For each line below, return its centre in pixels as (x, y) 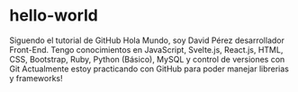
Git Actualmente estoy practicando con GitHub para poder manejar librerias (149, 69)
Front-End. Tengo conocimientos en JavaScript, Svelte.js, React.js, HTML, (146, 49)
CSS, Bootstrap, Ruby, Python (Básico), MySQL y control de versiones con (147, 59)
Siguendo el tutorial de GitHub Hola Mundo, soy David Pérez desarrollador (147, 40)
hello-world (54, 16)
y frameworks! (36, 78)
